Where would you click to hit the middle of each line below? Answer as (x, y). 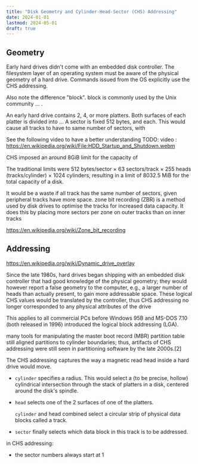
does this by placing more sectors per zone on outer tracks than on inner (96, 212)
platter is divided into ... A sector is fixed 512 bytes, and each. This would (96, 122)
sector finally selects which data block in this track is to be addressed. (101, 431)
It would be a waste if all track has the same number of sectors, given (92, 193)
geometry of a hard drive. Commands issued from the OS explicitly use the (98, 80)
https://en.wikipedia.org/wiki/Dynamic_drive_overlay (71, 263)
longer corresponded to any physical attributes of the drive (79, 306)
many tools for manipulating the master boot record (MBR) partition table (95, 336)
